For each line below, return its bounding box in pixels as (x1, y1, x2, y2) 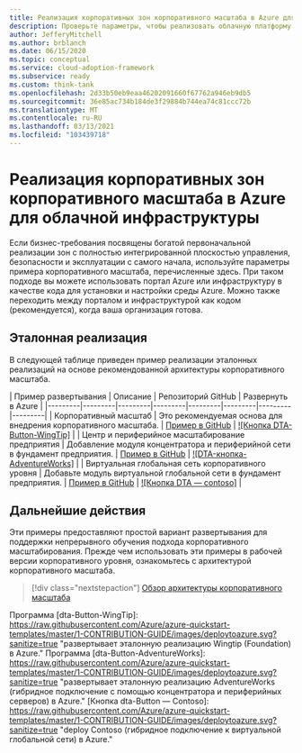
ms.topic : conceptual (9, 55, 91, 64)
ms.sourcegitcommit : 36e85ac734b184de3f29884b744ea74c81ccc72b (9, 96, 252, 106)
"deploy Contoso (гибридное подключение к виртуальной (59, 724, 281, 735)
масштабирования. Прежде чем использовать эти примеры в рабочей (9, 546, 283, 557)
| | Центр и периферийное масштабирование (72, 429, 245, 440)
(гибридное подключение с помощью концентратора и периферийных (9, 686, 282, 697)
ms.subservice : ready (9, 72, 91, 81)
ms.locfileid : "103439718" (9, 131, 111, 140)
